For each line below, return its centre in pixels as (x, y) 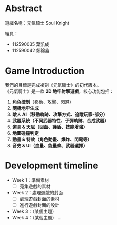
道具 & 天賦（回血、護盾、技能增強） (50, 127)
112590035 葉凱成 (31, 44)
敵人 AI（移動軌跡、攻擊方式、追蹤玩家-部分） (60, 114)
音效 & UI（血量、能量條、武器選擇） (50, 145)
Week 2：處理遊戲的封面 (38, 192)
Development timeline (52, 166)
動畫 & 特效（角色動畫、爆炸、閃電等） (52, 139)
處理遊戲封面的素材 (40, 199)
